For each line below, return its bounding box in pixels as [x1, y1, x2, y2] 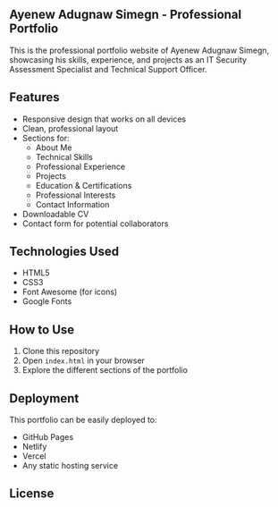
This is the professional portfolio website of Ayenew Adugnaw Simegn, [9, 45, 270, 55]
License [9, 486, 55, 502]
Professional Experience [35, 161, 126, 172]
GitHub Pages [21, 432, 74, 443]
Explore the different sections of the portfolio [21, 365, 188, 376]
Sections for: [21, 132, 70, 143]
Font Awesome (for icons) [21, 286, 118, 298]
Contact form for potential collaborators [21, 218, 169, 229]
